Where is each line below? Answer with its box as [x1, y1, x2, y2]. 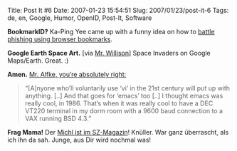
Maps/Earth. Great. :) [7, 56, 69, 65]
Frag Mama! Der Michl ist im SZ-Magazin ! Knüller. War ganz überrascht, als [7, 128, 229, 136]
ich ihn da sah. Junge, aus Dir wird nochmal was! [7, 135, 152, 144]
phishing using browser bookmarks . [7, 35, 112, 43]
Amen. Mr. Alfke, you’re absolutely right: [7, 71, 127, 78]
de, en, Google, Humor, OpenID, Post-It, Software [7, 14, 152, 22]
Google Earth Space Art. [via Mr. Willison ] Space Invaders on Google [7, 49, 211, 57]
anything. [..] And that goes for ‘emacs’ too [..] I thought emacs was [24, 92, 223, 100]
